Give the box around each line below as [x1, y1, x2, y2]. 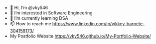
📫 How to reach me [9, 21, 51, 27]
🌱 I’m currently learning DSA [9, 15, 68, 21]
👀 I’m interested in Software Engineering [9, 10, 93, 16]
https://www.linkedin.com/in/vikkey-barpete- [52, 21, 145, 27]
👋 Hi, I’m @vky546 [9, 5, 48, 10]
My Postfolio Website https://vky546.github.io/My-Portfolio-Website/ [9, 33, 151, 39]
